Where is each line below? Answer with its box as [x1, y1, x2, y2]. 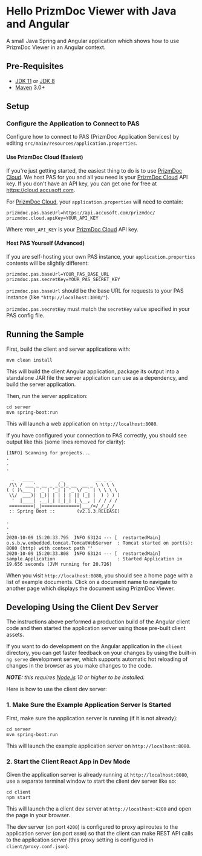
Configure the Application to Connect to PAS [6, 119, 140, 128]
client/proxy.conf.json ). [6, 843, 70, 850]
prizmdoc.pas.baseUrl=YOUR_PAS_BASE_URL [6, 271, 110, 277]
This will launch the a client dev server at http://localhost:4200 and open [6, 805, 192, 812]
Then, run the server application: [6, 392, 88, 399]
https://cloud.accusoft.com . [6, 186, 76, 193]
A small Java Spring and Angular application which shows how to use [6, 37, 180, 44]
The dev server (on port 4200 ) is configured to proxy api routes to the [6, 823, 178, 831]
